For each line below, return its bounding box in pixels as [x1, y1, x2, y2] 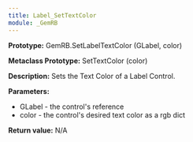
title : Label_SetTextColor [8, 11, 97, 20]
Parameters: [8, 86, 50, 95]
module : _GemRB [8, 19, 58, 27]
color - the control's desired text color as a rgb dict [19, 110, 186, 119]
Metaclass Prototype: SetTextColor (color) [8, 56, 148, 65]
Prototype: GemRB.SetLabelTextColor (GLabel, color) [8, 40, 183, 50]
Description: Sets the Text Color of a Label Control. [8, 71, 176, 80]
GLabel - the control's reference [19, 102, 124, 111]
